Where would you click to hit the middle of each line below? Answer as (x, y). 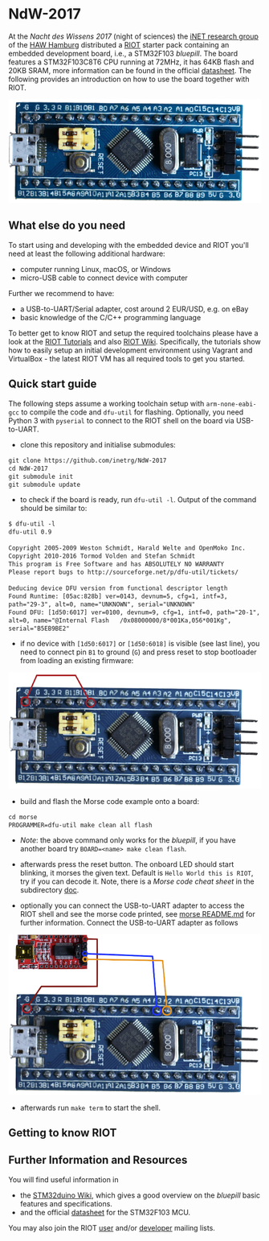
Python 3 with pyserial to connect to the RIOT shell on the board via (121, 420)
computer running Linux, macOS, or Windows (95, 269)
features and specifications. (66, 1203)
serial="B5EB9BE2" (39, 629)
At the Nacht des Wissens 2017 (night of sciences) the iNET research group (133, 36)
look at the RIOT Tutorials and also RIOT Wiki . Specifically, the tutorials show (134, 341)
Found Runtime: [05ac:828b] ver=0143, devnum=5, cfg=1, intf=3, (118, 596)
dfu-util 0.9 (30, 532)
